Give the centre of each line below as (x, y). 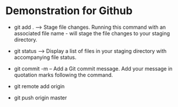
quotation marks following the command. (64, 75)
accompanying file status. (45, 57)
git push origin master (40, 98)
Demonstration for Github (69, 11)
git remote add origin (39, 86)
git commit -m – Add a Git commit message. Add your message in (93, 68)
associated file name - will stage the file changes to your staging (92, 33)
